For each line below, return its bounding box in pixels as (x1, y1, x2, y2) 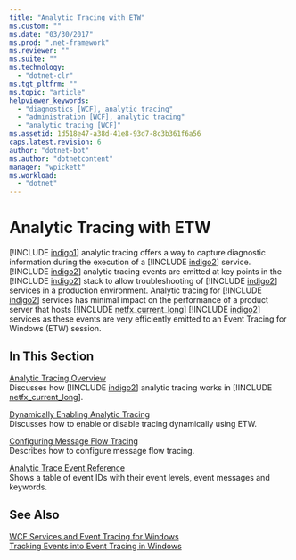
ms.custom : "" (9, 21, 62, 30)
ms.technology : (9, 63, 66, 72)
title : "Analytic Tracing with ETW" (9, 13, 145, 22)
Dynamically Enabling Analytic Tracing (9, 408, 150, 420)
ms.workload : (9, 171, 58, 180)
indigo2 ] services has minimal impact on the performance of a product (9, 295, 269, 305)
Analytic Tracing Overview (9, 372, 107, 383)
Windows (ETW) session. (9, 323, 102, 334)
